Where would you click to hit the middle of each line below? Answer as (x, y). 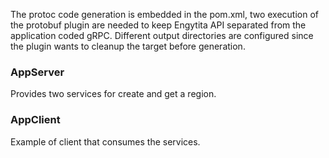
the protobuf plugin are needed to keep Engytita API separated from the (158, 25)
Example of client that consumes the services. (105, 141)
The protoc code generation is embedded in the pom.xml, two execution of (165, 14)
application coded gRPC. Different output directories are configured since (162, 35)
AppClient (35, 120)
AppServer (37, 72)
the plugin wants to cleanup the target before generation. (128, 46)
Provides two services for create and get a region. (113, 94)
